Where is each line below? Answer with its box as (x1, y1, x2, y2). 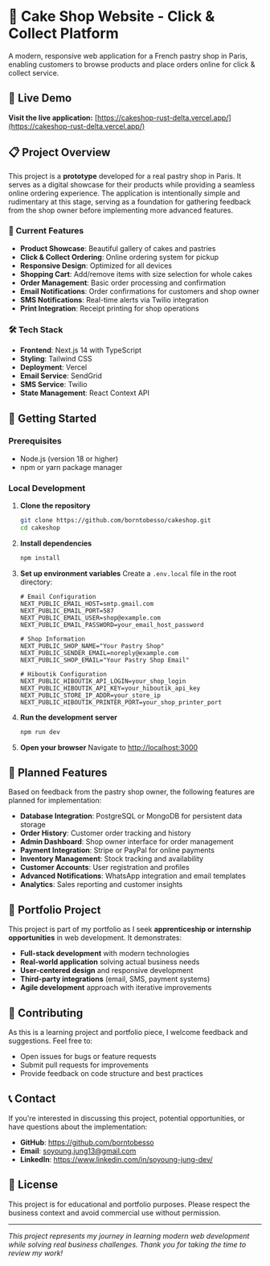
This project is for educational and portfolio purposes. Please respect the (8, 1199, 251, 1209)
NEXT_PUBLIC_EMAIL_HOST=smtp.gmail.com (19, 600, 154, 608)
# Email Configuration (19, 592, 96, 600)
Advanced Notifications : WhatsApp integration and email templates (19, 871, 247, 880)
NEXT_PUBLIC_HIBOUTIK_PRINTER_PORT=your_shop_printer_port (19, 698, 223, 707)
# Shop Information (19, 635, 86, 643)
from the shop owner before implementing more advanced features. (8, 205, 234, 215)
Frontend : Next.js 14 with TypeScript (19, 345, 142, 355)
